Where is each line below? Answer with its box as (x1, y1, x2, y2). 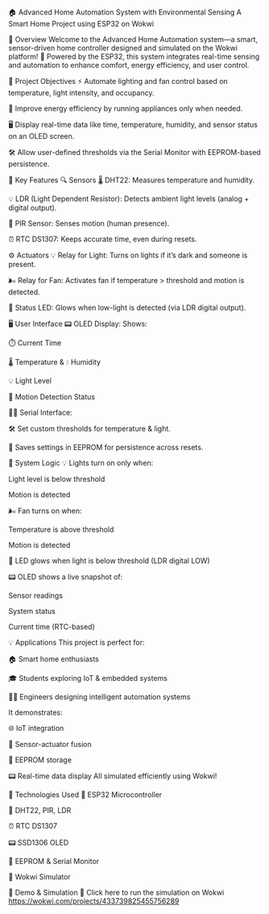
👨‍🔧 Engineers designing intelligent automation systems (8, 692, 191, 701)
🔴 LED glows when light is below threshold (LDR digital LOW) (8, 556, 211, 566)
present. (8, 260, 36, 269)
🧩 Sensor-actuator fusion (8, 740, 93, 749)
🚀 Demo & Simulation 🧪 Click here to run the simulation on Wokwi (8, 887, 225, 897)
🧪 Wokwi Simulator (8, 872, 71, 882)
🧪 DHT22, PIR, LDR (8, 806, 72, 815)
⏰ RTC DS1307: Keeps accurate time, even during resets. (8, 234, 197, 244)
